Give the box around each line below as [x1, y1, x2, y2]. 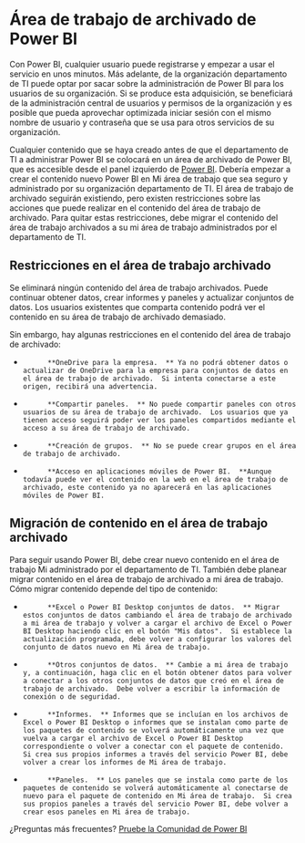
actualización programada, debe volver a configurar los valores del [22, 634, 293, 643]
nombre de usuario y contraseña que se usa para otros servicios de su [9, 117, 275, 128]
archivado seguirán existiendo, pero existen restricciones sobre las [9, 193, 261, 203]
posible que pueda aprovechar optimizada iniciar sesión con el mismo [9, 107, 271, 118]
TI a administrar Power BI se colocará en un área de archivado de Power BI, [9, 153, 293, 164]
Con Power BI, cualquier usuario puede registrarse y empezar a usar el [9, 58, 275, 69]
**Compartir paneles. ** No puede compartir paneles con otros [46, 400, 297, 409]
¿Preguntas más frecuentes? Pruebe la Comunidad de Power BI [9, 823, 248, 834]
